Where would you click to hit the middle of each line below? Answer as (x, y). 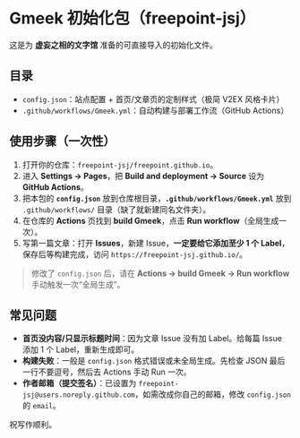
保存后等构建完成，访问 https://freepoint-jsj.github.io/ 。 (135, 254)
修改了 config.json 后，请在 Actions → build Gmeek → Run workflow (160, 273)
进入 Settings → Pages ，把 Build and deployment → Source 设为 (143, 176)
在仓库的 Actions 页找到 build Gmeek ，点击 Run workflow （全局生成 (150, 220)
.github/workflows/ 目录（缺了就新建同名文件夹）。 (116, 209)
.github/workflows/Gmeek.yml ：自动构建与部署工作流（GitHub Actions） (155, 110)
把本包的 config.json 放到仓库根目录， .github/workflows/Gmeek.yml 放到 (157, 198)
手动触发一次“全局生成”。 (78, 284)
